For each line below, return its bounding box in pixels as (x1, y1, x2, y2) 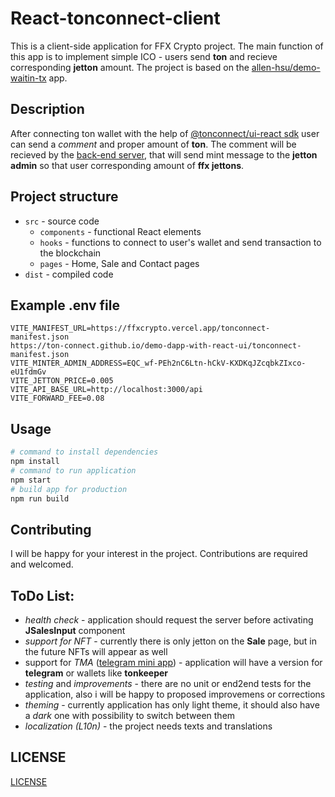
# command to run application (10, 465, 137, 476)
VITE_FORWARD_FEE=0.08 (10, 393, 105, 404)
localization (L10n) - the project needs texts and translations (24, 720, 273, 732)
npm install (10, 457, 60, 467)
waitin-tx (10, 72, 47, 84)
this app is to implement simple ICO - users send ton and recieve (10, 50, 278, 62)
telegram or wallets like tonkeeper (24, 667, 169, 679)
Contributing (10, 521, 92, 538)
